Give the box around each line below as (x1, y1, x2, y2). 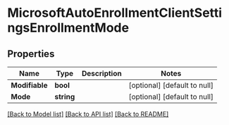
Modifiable (11, 81, 48, 90)
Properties (7, 48, 55, 60)
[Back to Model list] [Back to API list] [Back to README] (7, 110, 169, 118)
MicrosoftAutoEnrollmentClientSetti (7, 5, 223, 21)
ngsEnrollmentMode (7, 20, 129, 36)
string (54, 92, 75, 101)
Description (82, 69, 122, 78)
